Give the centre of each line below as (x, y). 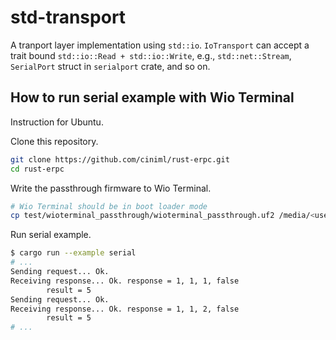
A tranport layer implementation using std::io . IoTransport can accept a (160, 45)
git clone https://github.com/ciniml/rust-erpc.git (120, 159)
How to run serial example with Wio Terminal (152, 97)
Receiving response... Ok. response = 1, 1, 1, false (125, 281)
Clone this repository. (54, 141)
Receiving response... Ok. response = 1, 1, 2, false (125, 309)
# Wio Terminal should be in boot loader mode (109, 206)
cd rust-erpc (37, 169)
